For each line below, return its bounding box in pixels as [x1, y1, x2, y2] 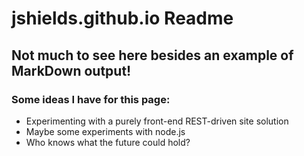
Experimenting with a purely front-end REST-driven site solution [25, 115, 289, 127]
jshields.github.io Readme [11, 7, 234, 30]
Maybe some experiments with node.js [25, 125, 186, 137]
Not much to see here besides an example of [11, 47, 294, 64]
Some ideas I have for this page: [11, 92, 171, 106]
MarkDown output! [11, 62, 132, 79]
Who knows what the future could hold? [25, 136, 191, 148]
